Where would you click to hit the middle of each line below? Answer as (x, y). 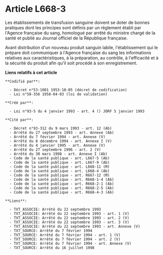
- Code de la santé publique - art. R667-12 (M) (60, 175)
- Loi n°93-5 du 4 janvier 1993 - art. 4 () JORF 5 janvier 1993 (77, 111)
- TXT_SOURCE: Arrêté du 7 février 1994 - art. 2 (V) (65, 239)
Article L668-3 (36, 9)
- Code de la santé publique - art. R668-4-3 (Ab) (62, 192)
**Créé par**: (19, 103)
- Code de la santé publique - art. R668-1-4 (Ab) (62, 179)
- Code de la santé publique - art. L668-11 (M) (60, 167)
